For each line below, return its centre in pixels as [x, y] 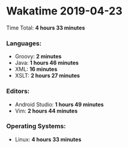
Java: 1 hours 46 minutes [47, 63]
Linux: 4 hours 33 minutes [48, 139]
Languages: [24, 43]
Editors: [18, 91]
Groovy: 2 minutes [38, 57]
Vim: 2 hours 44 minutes [46, 111]
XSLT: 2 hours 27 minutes [47, 76]
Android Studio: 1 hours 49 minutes [59, 104]
